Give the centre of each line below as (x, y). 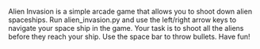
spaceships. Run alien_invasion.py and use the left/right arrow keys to (122, 20)
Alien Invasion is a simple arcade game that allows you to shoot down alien (130, 11)
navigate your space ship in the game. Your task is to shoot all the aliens (126, 28)
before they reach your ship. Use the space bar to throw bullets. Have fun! (130, 36)
